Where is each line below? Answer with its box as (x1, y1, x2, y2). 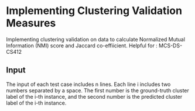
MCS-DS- (159, 42, 183, 49)
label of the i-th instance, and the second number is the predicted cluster (6, 93, 183, 100)
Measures (6, 16, 56, 30)
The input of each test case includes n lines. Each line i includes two (6, 81, 171, 88)
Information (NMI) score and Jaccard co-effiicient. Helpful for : (6, 42, 158, 49)
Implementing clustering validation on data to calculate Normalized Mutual (6, 36, 186, 43)
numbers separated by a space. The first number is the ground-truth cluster (6, 86, 189, 94)
